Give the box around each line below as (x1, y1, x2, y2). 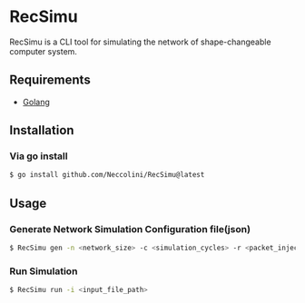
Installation (9, 122, 74, 138)
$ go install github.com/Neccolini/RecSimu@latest (9, 171, 205, 180)
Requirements (9, 73, 91, 88)
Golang (22, 96, 50, 107)
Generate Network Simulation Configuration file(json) (9, 222, 251, 235)
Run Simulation (9, 265, 78, 278)
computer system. (9, 45, 77, 56)
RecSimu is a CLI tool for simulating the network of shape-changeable (9, 36, 271, 47)
